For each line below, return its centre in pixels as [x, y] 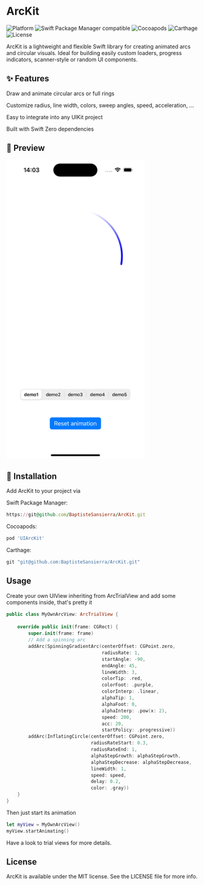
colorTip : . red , [122, 679]
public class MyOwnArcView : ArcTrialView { [62, 614]
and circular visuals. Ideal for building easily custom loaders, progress [94, 53]
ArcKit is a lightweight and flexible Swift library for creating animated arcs [98, 46]
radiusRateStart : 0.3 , [119, 743]
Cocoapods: [22, 526]
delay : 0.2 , [106, 782]
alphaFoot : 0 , [119, 704]
